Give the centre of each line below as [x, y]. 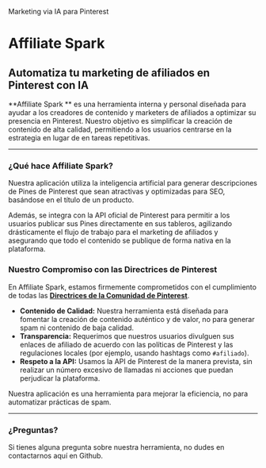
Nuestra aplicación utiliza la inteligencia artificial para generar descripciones [133, 183]
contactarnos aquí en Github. [56, 455]
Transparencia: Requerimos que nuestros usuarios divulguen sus [127, 336]
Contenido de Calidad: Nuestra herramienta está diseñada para [124, 311]
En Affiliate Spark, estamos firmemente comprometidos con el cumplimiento [133, 287]
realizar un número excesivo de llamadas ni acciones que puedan [126, 370]
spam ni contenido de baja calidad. [77, 328]
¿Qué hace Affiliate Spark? [61, 166]
